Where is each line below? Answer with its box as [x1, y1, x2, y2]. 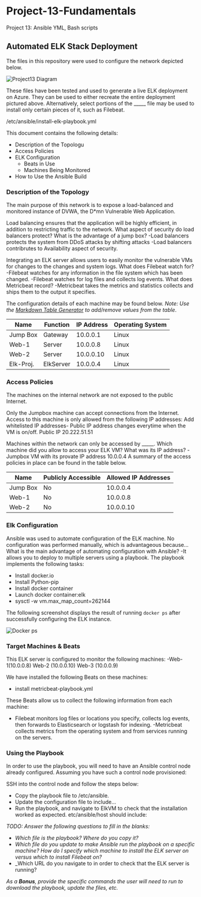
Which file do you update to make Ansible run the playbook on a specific [14, 841, 195, 848]
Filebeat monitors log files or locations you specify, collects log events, [14, 715, 190, 722]
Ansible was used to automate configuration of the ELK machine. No [6, 535, 175, 542]
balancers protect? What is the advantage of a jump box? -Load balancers [6, 232, 190, 239]
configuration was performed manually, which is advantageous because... [6, 541, 189, 548]
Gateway [43, 331, 69, 339]
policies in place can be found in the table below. [6, 459, 127, 466]
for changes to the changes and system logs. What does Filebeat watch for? [6, 263, 194, 270]
